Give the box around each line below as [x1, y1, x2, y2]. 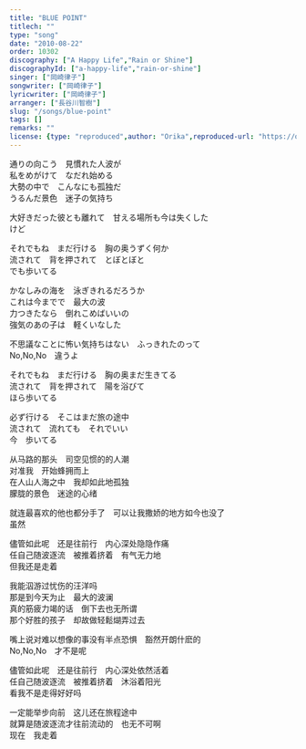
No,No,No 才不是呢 [9, 645, 87, 656]
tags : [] [9, 115, 43, 124]
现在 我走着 [9, 729, 57, 740]
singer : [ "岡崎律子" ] [9, 73, 87, 82]
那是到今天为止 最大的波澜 [9, 591, 114, 602]
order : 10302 [9, 47, 59, 57]
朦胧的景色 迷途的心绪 [9, 487, 97, 498]
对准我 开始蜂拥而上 [9, 464, 89, 475]
